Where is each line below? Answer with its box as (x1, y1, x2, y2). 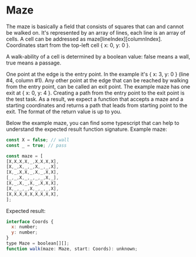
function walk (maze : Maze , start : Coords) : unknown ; (6, 246, 138, 252)
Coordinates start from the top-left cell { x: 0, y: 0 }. (6, 42, 130, 49)
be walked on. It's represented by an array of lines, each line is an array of (6, 29, 186, 36)
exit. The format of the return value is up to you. (6, 108, 122, 115)
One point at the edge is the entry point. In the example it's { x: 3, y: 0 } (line (6, 70, 190, 77)
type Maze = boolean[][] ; (6, 241, 69, 246)
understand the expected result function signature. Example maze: (6, 126, 167, 133)
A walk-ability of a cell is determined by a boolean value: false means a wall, (6, 53, 191, 60)
